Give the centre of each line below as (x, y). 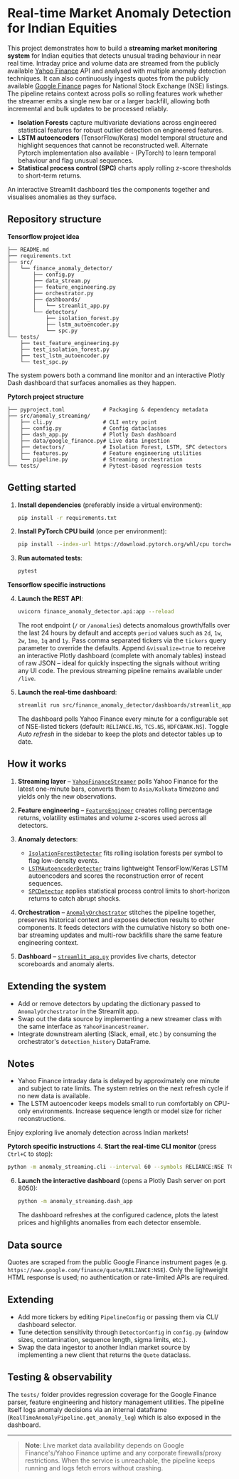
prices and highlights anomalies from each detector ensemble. (109, 1223)
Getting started (42, 487)
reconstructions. (42, 1119)
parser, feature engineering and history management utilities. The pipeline (116, 1402)
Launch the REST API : (50, 599)
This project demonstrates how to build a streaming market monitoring (112, 48)
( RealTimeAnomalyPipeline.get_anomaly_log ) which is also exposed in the (114, 1417)
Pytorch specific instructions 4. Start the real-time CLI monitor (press (112, 1147)
